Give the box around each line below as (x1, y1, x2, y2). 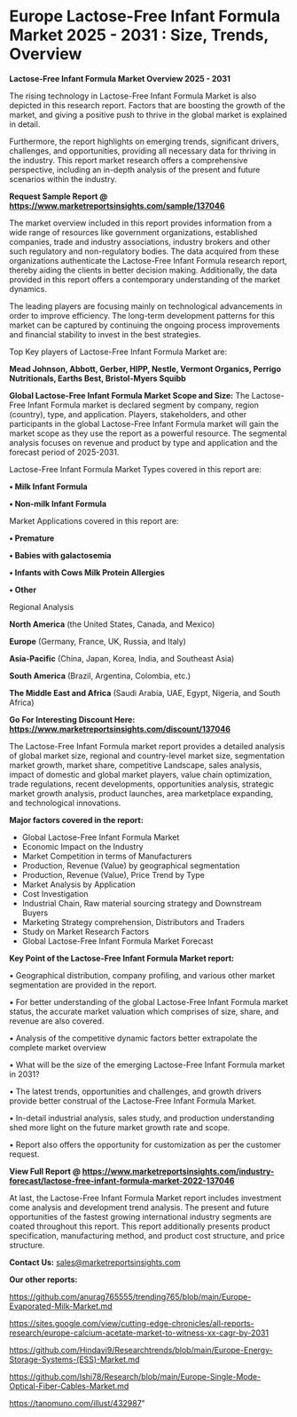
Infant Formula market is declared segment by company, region (27, 400, 260, 410)
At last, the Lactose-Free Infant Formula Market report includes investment (9, 1192, 282, 1203)
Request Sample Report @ (9, 191, 108, 202)
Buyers (21, 907, 49, 918)
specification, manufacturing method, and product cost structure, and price (9, 1230, 285, 1240)
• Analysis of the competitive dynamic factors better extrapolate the (9, 1033, 258, 1043)
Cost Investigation (21, 888, 89, 898)
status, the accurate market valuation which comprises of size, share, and (9, 1006, 279, 1017)
